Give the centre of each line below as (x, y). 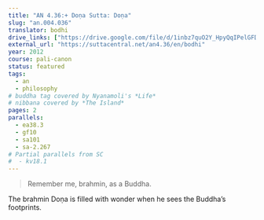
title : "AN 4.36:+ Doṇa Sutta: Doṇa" (70, 15)
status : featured (37, 67)
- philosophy (37, 88)
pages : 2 (22, 111)
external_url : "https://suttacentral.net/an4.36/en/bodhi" (107, 45)
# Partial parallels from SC (56, 154)
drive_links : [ (33, 37)
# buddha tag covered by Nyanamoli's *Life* (82, 96)
